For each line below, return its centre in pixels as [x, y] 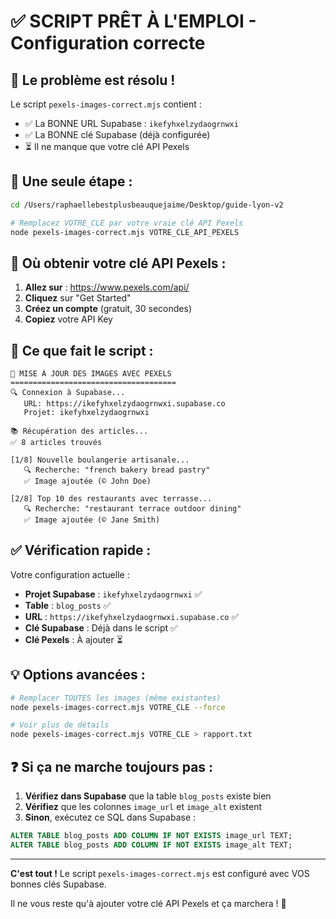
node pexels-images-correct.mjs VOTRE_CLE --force [118, 707]
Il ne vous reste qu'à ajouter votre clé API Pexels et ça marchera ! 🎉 [148, 903]
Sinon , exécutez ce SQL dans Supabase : [110, 817]
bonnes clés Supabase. [58, 884]
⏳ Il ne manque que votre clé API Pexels [107, 146]
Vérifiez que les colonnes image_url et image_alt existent [143, 806]
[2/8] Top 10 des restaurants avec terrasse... [111, 499]
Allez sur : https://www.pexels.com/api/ [107, 287]
